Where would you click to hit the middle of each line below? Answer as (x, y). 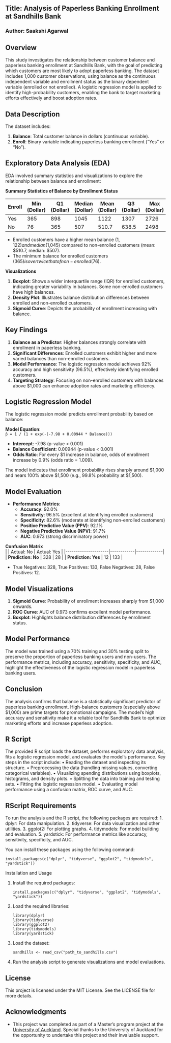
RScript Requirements (41, 806)
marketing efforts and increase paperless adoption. (59, 723)
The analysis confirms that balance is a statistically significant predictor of (83, 701)
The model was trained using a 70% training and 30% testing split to (77, 651)
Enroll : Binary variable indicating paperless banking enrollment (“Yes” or (88, 142)
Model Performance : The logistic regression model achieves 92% (82, 364)
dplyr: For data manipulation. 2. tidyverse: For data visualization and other (83, 823)
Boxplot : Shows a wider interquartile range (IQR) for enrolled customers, (89, 281)
